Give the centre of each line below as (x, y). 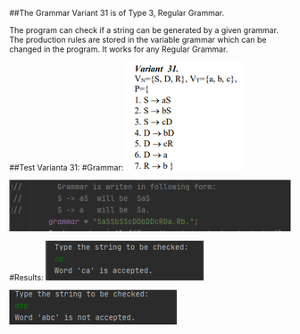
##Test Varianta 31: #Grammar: (67, 167)
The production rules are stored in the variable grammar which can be (138, 40)
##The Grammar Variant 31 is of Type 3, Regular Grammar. (117, 13)
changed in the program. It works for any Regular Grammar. (119, 49)
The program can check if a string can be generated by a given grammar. (144, 30)
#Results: (26, 277)
